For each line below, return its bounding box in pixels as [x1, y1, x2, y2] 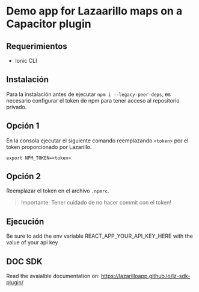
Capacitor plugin [6, 17, 91, 31]
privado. [6, 103, 27, 110]
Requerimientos [6, 41, 67, 51]
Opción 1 [6, 121, 40, 131]
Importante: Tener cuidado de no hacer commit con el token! [20, 199, 171, 206]
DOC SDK [6, 256, 43, 267]
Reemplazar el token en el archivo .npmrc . [6, 187, 109, 194]
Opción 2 [6, 171, 41, 182]
